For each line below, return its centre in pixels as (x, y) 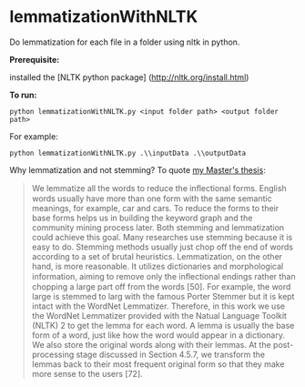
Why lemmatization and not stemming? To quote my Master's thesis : (137, 169)
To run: (23, 95)
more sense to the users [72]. (87, 373)
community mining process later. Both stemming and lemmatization (158, 227)
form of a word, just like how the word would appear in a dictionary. (158, 335)
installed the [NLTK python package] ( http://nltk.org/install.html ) (129, 77)
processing (53, 354)
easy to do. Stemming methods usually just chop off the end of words (163, 247)
